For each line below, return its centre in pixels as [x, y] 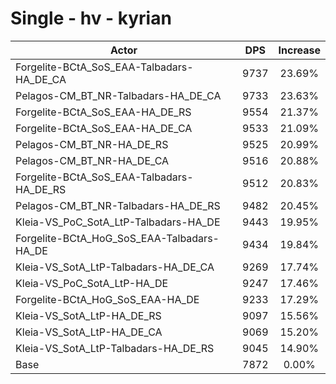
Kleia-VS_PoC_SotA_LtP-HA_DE [92, 283]
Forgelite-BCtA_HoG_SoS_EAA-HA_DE [107, 299]
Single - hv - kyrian [91, 18]
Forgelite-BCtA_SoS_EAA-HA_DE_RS [103, 112]
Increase [299, 50]
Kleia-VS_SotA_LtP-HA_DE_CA [89, 332]
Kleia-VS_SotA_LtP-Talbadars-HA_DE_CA [115, 267]
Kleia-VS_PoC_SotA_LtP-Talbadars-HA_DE [118, 222]
